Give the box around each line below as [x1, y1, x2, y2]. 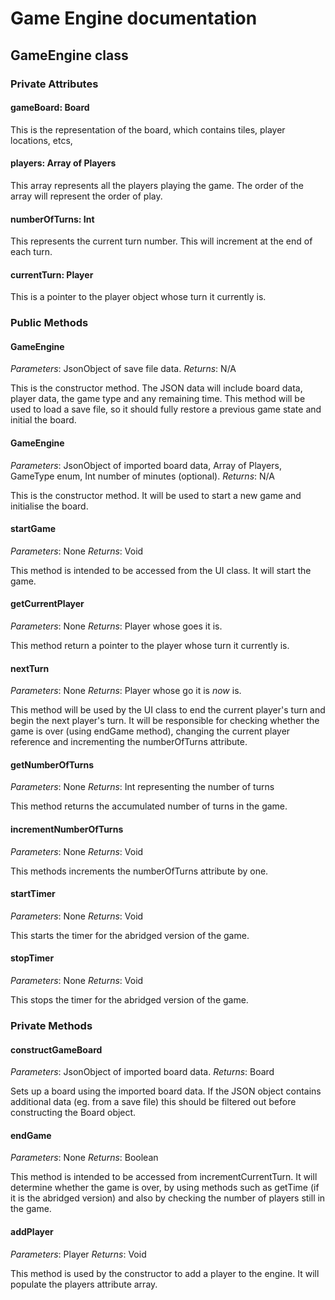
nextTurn [10, 662, 50, 674]
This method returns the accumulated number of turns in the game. [10, 800, 288, 812]
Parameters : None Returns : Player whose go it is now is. [10, 685, 242, 697]
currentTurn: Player [10, 268, 94, 281]
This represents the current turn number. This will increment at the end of [10, 235, 313, 247]
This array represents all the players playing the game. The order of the [10, 179, 304, 191]
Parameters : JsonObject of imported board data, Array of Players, [10, 459, 282, 471]
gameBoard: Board [10, 102, 90, 114]
